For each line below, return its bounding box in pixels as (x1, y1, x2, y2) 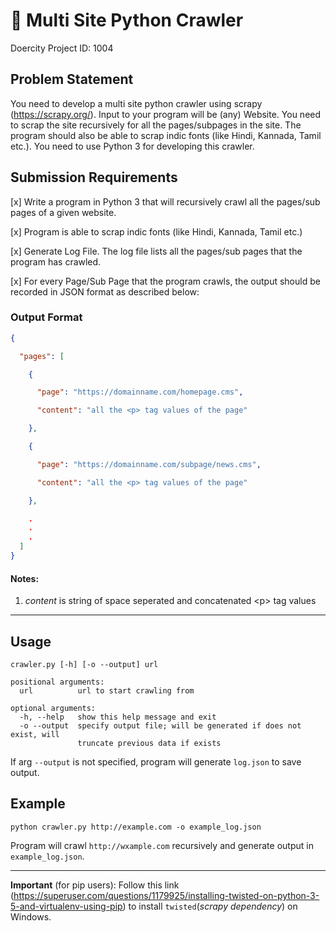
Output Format (10, 310, 83, 324)
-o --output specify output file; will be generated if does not (19, 721, 302, 731)
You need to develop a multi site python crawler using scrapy (10, 97, 263, 109)
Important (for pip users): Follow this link (10, 879, 180, 891)
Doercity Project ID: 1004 (10, 42, 114, 54)
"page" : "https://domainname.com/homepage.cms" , (36, 387, 244, 398)
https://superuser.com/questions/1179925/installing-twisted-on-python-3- (13, 889, 320, 901)
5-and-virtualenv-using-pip (10, 900, 123, 912)
